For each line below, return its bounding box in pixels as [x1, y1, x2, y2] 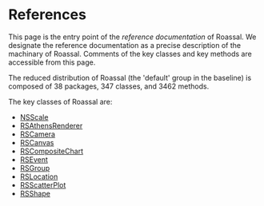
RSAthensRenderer [19, 121, 83, 130]
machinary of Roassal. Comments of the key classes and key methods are [8, 49, 252, 58]
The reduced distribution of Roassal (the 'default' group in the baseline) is [8, 73, 252, 82]
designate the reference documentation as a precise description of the [8, 40, 242, 50]
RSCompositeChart [19, 146, 84, 156]
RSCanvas [19, 137, 54, 147]
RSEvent [19, 154, 48, 164]
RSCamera [19, 129, 56, 139]
